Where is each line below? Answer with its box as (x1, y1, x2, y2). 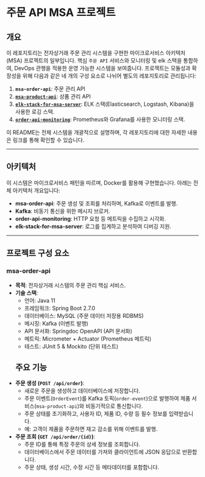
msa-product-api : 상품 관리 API (15, 93, 91, 100)
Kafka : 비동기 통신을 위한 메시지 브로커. (15, 207, 110, 215)
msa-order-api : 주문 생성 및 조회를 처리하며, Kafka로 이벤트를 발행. (15, 199, 178, 207)
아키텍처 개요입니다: (12, 187, 60, 194)
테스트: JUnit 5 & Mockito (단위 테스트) (24, 342, 119, 350)
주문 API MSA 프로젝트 (6, 6, 116, 20)
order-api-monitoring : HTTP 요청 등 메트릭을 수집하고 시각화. (15, 215, 166, 222)
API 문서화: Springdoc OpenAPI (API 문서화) (24, 327, 132, 335)
